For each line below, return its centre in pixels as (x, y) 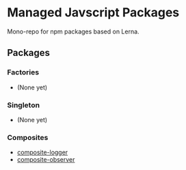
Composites (28, 137)
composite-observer (46, 160)
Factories (23, 72)
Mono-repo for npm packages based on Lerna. (73, 31)
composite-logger (42, 152)
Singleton (23, 105)
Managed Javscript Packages (93, 13)
